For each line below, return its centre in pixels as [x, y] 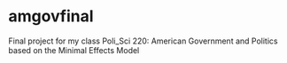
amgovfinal [51, 16]
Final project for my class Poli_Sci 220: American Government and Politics [143, 41]
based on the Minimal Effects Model [74, 50]
